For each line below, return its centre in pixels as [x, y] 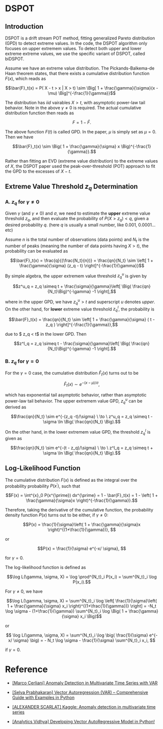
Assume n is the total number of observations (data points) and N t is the [77, 240]
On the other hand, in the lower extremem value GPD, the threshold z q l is [78, 432]
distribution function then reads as [40, 113]
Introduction [24, 27]
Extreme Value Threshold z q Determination [72, 187]
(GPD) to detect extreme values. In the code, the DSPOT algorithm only [76, 43]
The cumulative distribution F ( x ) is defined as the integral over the [71, 480]
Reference [26, 669]
